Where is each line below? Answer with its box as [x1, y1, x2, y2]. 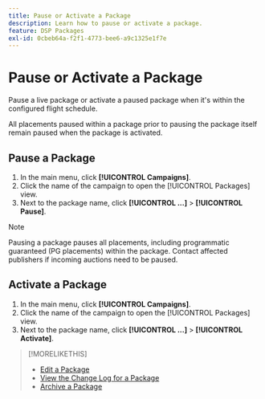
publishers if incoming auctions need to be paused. [8, 254, 178, 264]
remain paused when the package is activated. [8, 128, 163, 137]
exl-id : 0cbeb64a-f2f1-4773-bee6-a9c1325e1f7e [8, 34, 167, 43]
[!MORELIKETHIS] [27, 348, 88, 358]
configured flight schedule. [8, 104, 98, 113]
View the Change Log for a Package [39, 373, 160, 382]
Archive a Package [39, 381, 103, 391]
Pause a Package [8, 151, 96, 165]
